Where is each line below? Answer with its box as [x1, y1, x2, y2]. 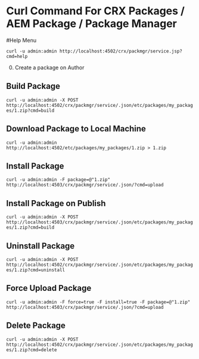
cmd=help [6, 53, 28, 59]
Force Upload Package [6, 283, 92, 293]
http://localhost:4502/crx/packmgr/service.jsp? [59, 48, 183, 54]
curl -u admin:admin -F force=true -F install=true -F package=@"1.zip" [6, 299, 191, 305]
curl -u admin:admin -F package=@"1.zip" [6, 177, 111, 183]
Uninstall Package [6, 241, 75, 251]
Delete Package [6, 321, 66, 331]
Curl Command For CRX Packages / [6, 4, 185, 18]
